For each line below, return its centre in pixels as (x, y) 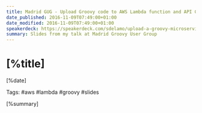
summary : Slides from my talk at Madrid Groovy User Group (82, 34)
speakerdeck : (23, 29)
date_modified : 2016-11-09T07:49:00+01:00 (60, 23)
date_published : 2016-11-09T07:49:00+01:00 (62, 17)
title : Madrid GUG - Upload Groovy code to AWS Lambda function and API (99, 12)
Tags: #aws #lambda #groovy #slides (53, 92)
